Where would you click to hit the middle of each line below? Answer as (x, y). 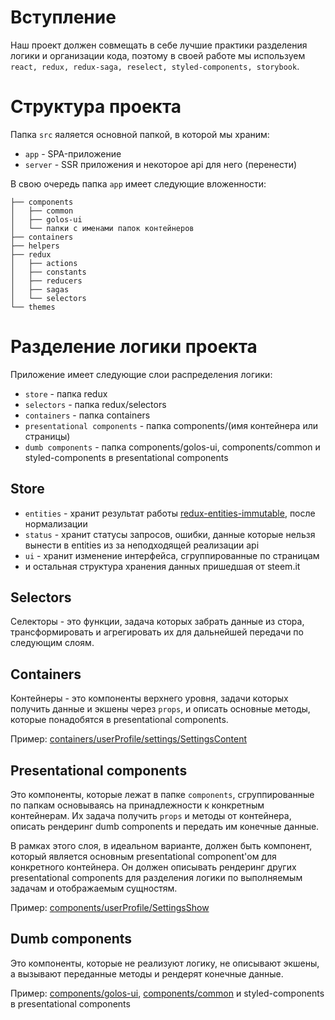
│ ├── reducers (46, 281)
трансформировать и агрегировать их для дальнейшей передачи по (157, 632)
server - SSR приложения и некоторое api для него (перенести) (161, 164)
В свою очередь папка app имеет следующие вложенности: (138, 183)
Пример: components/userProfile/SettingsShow (110, 908)
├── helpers (35, 246)
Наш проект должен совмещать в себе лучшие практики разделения (159, 45)
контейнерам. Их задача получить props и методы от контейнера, (151, 816)
